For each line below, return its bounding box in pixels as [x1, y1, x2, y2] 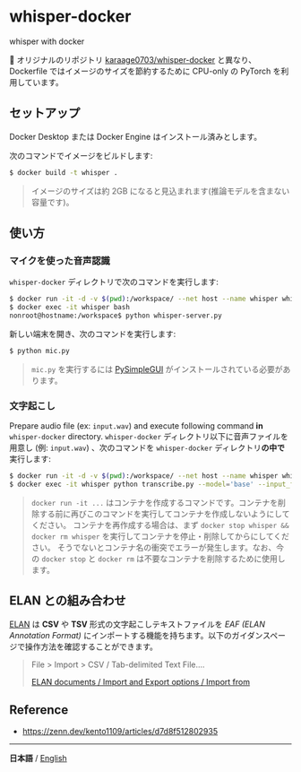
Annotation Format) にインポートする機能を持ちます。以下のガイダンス [9, 629, 271, 640]
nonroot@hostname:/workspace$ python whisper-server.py [9, 311, 222, 320]
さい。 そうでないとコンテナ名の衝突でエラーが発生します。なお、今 [30, 542, 285, 552]
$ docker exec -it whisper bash [9, 303, 130, 312]
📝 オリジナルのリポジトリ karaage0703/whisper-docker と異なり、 [9, 54, 257, 65]
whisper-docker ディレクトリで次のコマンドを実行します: [9, 276, 219, 288]
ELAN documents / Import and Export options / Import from [30, 676, 251, 687]
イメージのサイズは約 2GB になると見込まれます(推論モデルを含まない [30, 186, 290, 196]
